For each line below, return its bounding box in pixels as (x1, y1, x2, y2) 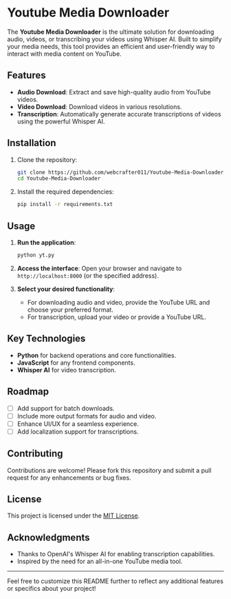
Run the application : (16, 238, 76, 246)
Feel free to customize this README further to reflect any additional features (7, 577, 223, 585)
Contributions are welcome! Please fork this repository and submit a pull (7, 466, 212, 474)
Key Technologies (7, 333, 86, 345)
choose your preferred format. (27, 305, 113, 314)
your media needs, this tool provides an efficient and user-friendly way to (7, 42, 215, 50)
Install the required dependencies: (16, 187, 115, 196)
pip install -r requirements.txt (16, 201, 113, 208)
